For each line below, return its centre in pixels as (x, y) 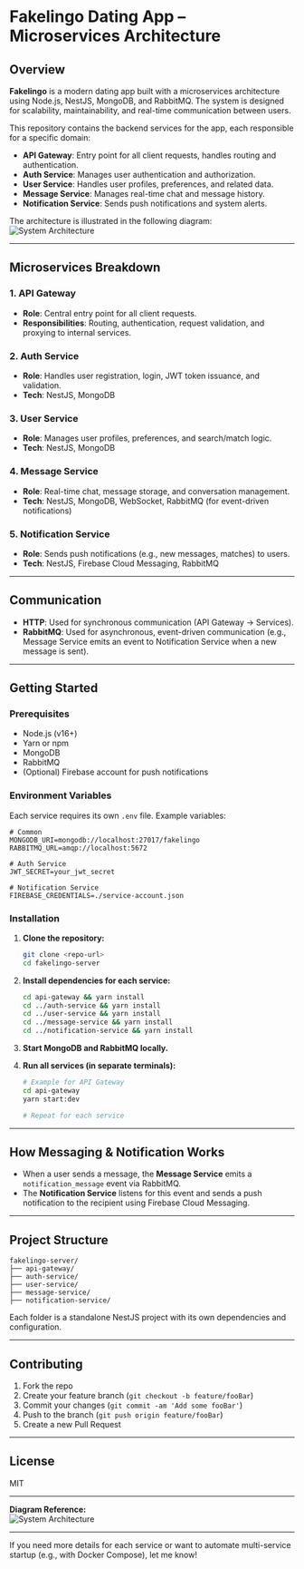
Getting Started (54, 688)
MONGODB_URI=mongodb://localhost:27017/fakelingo (105, 840)
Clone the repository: (63, 938)
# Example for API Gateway (73, 1082)
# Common (26, 832)
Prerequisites (39, 714)
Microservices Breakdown (85, 268)
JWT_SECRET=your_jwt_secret (62, 872)
